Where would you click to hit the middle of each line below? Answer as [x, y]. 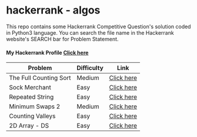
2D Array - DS [29, 126]
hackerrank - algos [53, 10]
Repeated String [31, 97]
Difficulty [90, 68]
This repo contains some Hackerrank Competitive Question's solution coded [98, 26]
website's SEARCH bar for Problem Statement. [62, 39]
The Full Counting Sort [40, 78]
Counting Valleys [32, 116]
